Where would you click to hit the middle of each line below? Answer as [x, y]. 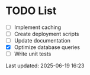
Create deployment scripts [46, 34]
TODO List [31, 11]
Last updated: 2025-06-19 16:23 [45, 66]
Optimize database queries [47, 47]
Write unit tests [33, 54]
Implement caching [38, 27]
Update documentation [42, 41]
